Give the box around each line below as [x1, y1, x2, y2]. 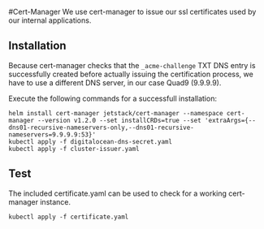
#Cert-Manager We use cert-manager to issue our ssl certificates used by [8, 7, 257, 16]
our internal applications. [8, 15, 92, 25]
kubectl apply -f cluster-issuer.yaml [8, 145, 140, 153]
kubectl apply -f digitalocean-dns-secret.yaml [8, 137, 173, 145]
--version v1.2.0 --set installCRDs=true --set [37, 116, 201, 124]
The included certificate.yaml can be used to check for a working [8, 188, 227, 198]
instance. [40, 197, 71, 206]
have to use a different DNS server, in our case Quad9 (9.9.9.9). [8, 77, 222, 88]
